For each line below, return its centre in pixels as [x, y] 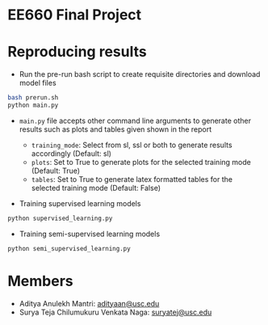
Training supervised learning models [80, 203]
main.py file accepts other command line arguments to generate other [135, 120]
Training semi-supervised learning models [90, 234]
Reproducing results [77, 52]
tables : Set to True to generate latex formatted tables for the [132, 179]
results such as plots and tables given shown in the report [115, 129]
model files [38, 83]
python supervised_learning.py [60, 218]
